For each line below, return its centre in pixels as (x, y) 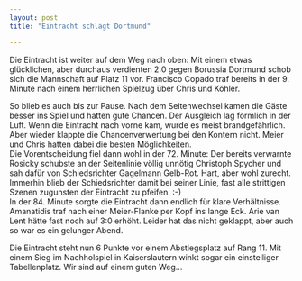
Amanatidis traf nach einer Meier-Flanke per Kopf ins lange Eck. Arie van (144, 211)
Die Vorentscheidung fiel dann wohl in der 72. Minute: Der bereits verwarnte (151, 153)
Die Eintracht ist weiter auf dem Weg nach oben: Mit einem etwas (131, 59)
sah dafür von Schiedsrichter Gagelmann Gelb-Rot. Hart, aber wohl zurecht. (150, 173)
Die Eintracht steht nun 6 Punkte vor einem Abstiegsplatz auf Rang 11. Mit (146, 248)
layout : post (34, 18)
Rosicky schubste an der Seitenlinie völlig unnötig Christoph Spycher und (146, 163)
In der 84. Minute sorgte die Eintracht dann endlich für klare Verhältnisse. (146, 201)
